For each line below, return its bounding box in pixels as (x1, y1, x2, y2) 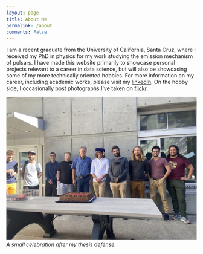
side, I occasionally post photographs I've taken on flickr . (6, 85, 148, 92)
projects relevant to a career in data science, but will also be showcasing (6, 65, 187, 73)
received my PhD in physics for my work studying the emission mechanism (6, 53, 193, 60)
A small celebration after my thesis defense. (6, 241, 117, 248)
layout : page (6, 10, 39, 16)
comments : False (6, 29, 47, 35)
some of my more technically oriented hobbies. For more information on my (6, 72, 195, 79)
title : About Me (6, 16, 47, 22)
